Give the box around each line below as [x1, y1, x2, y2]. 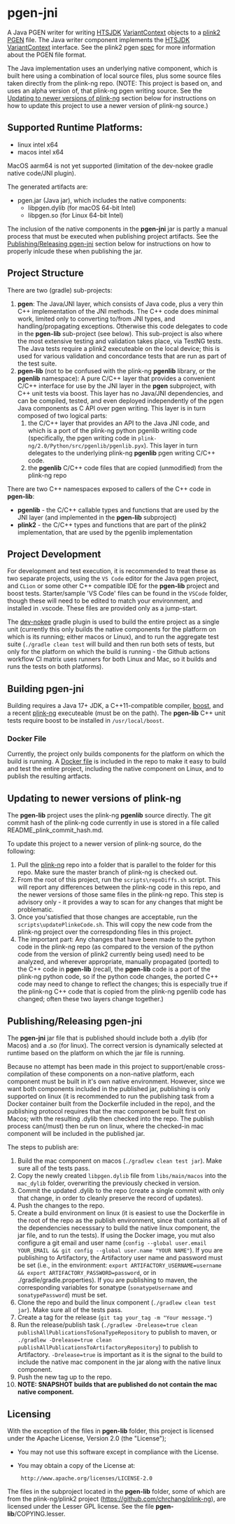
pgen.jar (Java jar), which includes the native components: [17, 196, 187, 204]
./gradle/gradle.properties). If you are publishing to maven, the [17, 1276, 198, 1285]
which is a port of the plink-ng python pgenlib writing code [27, 426, 197, 434]
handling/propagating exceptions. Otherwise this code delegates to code [17, 321, 228, 330]
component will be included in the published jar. [7, 1130, 145, 1138]
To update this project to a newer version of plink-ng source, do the [7, 840, 202, 848]
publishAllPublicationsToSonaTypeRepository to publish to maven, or [17, 1328, 218, 1337]
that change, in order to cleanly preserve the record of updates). [17, 1194, 204, 1203]
